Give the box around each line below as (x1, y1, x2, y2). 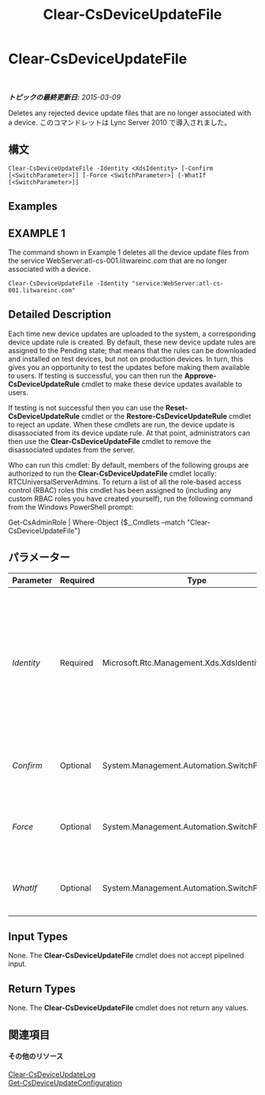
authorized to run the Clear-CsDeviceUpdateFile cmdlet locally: (8, 468, 217, 478)
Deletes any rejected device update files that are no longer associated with (8, 108, 252, 118)
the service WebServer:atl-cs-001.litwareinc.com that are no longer (8, 255, 227, 265)
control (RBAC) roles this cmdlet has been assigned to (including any (8, 485, 232, 495)
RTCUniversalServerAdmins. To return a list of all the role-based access (8, 476, 242, 487)
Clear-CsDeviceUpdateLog (8, 1069, 96, 1079)
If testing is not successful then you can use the (8, 403, 164, 412)
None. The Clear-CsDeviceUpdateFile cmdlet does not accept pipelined (8, 950, 244, 961)
